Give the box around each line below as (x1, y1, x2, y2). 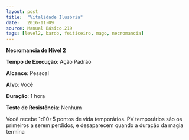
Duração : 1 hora (6, 93, 45, 100)
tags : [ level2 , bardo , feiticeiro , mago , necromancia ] (6, 31, 144, 37)
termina (6, 128, 25, 135)
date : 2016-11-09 (6, 19, 54, 25)
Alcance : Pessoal (6, 70, 49, 77)
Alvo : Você (6, 81, 34, 89)
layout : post (6, 8, 38, 15)
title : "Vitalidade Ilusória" (6, 14, 83, 20)
